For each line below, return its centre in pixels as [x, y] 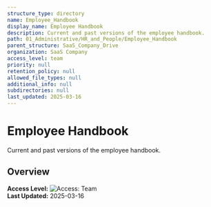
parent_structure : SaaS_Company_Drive [63, 46]
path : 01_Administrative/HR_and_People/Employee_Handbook [92, 39]
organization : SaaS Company [48, 52]
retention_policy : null [41, 71]
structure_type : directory [46, 13]
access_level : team [35, 59]
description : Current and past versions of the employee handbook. [106, 33]
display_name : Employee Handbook [55, 26]
